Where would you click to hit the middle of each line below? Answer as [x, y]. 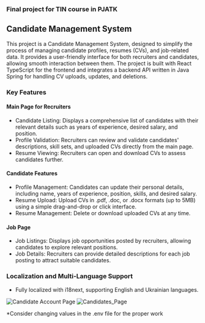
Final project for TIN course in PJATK [62, 9]
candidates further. [39, 159]
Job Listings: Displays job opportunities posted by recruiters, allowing [103, 241]
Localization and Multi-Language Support [70, 276]
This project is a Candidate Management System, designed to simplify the [99, 44]
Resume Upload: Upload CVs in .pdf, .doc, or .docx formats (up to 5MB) [105, 200]
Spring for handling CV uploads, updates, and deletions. [77, 76]
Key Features [27, 92]
